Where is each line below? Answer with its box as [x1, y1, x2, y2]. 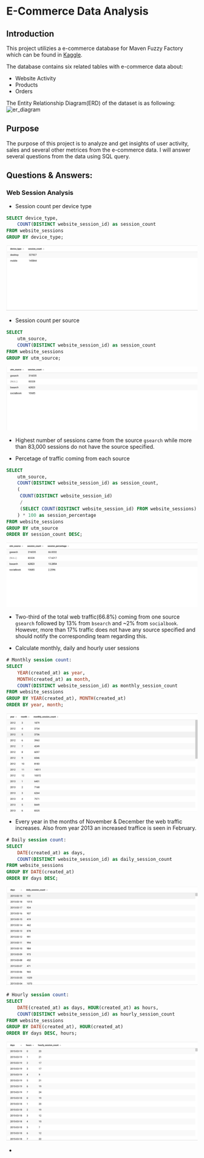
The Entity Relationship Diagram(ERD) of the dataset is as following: [6, 99, 176, 107]
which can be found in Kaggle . [6, 51, 83, 58]
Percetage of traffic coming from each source [15, 455, 130, 462]
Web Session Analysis [6, 189, 74, 197]
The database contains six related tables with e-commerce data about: [6, 63, 183, 70]
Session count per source [15, 317, 80, 324]
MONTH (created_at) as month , [17, 676, 91, 683]
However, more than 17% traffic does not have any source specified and [15, 626, 196, 634]
